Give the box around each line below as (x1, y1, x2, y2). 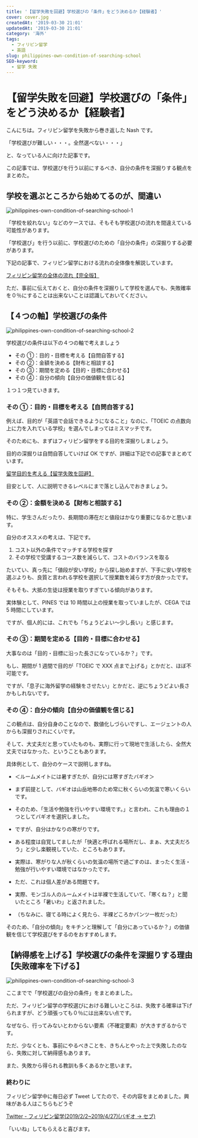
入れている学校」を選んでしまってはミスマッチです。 (26, 425, 155, 432)
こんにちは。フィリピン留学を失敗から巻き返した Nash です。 (6, 127, 156, 134)
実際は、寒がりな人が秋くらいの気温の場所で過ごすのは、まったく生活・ (14, 858, 191, 865)
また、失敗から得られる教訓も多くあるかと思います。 (6, 1062, 135, 1069)
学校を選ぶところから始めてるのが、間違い (6, 191, 161, 201)
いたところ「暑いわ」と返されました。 (14, 899, 108, 906)
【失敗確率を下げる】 (6, 961, 84, 971)
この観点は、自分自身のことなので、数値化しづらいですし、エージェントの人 (6, 721, 192, 728)
